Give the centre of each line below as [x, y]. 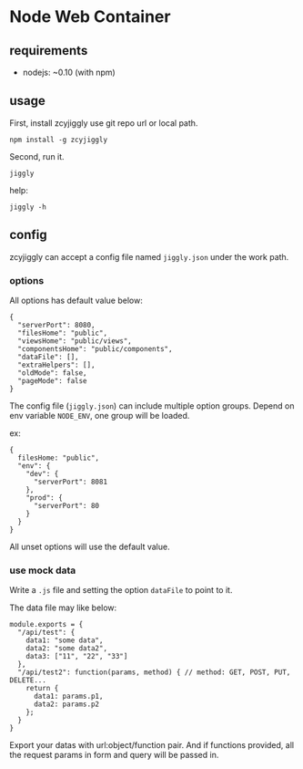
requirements [49, 51]
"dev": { [42, 473]
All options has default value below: [76, 300]
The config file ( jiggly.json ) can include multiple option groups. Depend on [152, 405]
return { [42, 689]
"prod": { [45, 498]
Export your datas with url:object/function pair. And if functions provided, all [151, 745]
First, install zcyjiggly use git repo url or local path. [104, 123]
